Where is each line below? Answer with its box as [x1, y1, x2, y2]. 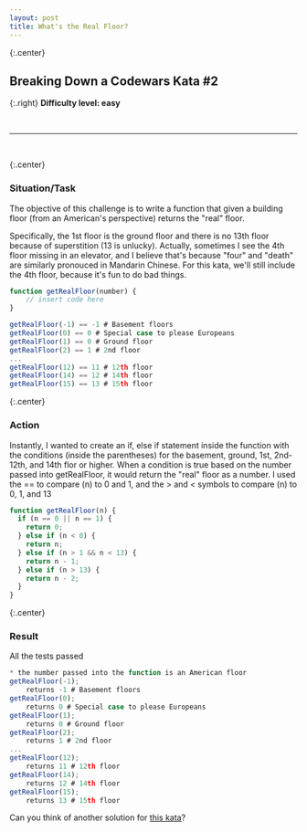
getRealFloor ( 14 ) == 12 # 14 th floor [9, 371, 153, 380]
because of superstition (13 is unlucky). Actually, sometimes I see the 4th [9, 239, 285, 251]
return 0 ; [26, 522, 64, 532]
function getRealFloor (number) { [9, 287, 137, 296]
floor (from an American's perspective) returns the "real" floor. [9, 212, 245, 224]
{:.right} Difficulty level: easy [9, 98, 121, 109]
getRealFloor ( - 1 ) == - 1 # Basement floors [9, 321, 174, 330]
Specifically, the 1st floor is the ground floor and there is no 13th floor [9, 230, 270, 241]
